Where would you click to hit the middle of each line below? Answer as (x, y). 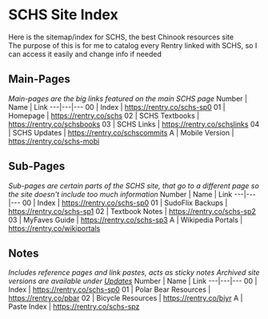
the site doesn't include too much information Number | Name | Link (120, 194)
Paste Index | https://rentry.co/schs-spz (74, 307)
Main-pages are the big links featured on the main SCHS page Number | (128, 99)
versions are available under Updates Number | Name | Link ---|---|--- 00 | (133, 281)
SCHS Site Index (63, 15)
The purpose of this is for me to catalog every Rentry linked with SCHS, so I (133, 45)
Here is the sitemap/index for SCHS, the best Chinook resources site (121, 37)
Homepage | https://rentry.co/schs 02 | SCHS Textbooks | (104, 115)
